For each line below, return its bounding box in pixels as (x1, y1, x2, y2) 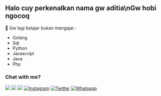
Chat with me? (5, 73, 41, 80)
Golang (12, 34, 27, 40)
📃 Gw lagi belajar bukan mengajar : (5, 25, 77, 31)
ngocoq (5, 12, 30, 20)
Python (12, 45, 27, 51)
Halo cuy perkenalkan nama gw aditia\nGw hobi (5, 4, 157, 12)
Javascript (12, 50, 34, 56)
